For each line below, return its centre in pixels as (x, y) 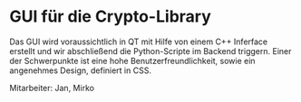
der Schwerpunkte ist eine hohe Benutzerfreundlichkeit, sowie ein (132, 60)
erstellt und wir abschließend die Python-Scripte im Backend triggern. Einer (150, 51)
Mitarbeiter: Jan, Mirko (52, 88)
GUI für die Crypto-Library (110, 17)
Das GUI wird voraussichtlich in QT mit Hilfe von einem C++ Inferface (139, 42)
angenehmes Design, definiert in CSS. (81, 70)
